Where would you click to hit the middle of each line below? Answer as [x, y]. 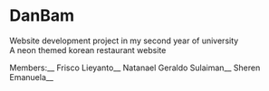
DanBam [42, 16]
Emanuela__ [32, 77]
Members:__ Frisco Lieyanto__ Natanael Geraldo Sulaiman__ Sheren [135, 68]
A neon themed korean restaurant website [88, 50]
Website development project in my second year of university [124, 41]
